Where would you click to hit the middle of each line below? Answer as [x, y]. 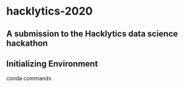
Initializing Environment [52, 64]
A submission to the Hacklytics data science [92, 34]
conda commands [29, 78]
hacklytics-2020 [49, 11]
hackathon [27, 43]
